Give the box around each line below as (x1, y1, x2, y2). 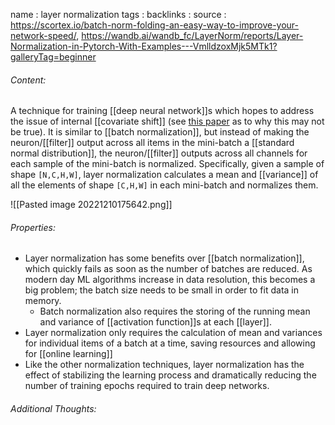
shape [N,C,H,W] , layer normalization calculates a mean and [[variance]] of (10, 169, 319, 181)
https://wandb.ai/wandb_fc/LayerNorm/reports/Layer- (81, 30, 304, 41)
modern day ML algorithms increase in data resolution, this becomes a (24, 274, 316, 286)
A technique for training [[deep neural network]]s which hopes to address (10, 105, 315, 117)
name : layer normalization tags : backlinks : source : (10, 9, 227, 20)
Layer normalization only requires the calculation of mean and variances (24, 327, 323, 339)
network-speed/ (10, 30, 77, 41)
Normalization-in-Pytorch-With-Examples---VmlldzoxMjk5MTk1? (10, 40, 278, 52)
